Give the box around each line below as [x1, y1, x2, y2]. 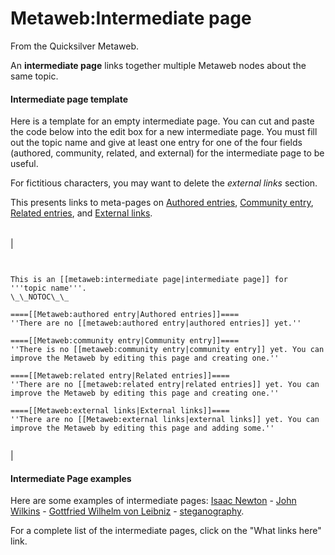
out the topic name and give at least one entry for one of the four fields [10, 137, 303, 149]
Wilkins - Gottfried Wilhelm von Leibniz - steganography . [10, 505, 245, 517]
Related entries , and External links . [10, 207, 153, 219]
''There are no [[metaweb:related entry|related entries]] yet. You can [10, 380, 320, 390]
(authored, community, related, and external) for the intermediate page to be [10, 147, 325, 159]
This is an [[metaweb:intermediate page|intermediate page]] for [10, 275, 288, 285]
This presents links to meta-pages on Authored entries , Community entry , [10, 197, 314, 209]
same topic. [10, 70, 59, 82]
